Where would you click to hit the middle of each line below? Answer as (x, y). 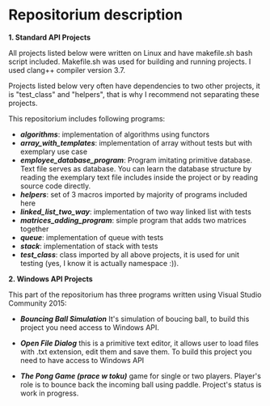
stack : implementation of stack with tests (89, 246)
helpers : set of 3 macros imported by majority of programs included (134, 194)
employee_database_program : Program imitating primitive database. (136, 160)
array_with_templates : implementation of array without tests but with (136, 142)
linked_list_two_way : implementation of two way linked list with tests (136, 211)
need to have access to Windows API (82, 360)
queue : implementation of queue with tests (92, 237)
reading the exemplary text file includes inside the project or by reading (139, 177)
